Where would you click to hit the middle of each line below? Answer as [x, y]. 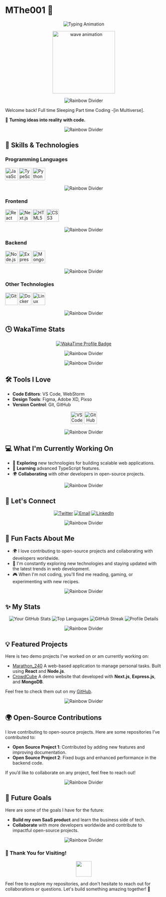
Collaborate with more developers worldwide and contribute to [77, 825]
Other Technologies [30, 284]
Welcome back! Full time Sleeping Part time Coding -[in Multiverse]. [75, 110]
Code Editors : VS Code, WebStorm [48, 394]
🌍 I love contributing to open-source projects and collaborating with [83, 551]
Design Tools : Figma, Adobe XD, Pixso [52, 400]
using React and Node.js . [39, 671]
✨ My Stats [23, 607]
